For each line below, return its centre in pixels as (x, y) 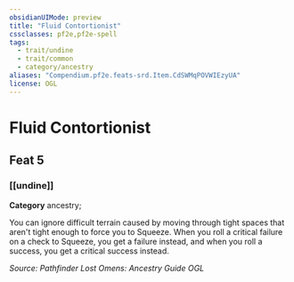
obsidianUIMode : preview (55, 17)
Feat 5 (27, 161)
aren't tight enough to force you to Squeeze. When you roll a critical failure (146, 231)
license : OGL (33, 84)
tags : (19, 42)
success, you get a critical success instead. (89, 251)
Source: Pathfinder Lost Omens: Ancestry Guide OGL (107, 268)
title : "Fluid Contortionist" (65, 26)
